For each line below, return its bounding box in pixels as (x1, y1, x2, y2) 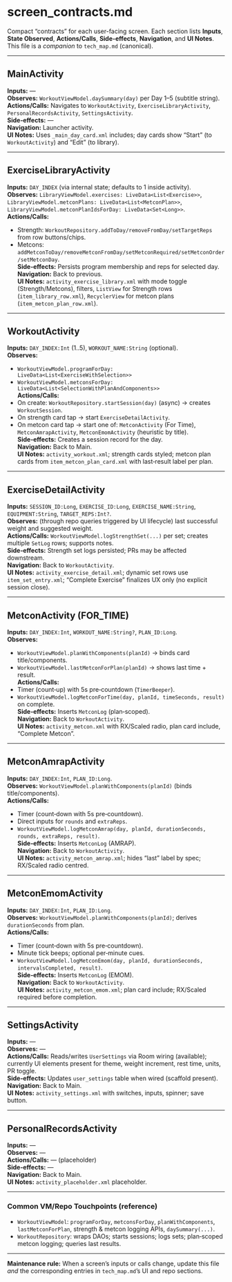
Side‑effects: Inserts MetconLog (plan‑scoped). (17, 708, 151, 715)
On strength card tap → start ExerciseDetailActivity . (17, 413, 171, 422)
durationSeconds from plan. (7, 921, 85, 929)
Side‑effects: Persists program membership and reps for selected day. (17, 262, 220, 270)
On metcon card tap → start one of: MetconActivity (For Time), (17, 421, 196, 429)
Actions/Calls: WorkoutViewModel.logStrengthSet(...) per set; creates (7, 531, 209, 540)
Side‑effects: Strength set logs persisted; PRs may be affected (7, 547, 187, 555)
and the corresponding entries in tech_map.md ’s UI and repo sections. (7, 1266, 203, 1275)
